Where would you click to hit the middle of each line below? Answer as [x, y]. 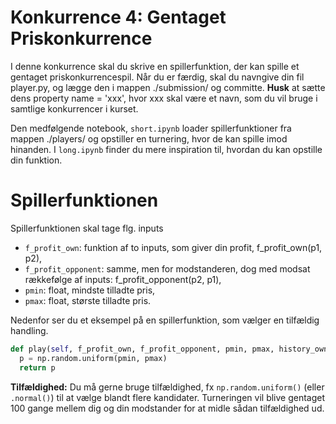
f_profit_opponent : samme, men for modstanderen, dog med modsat [167, 268]
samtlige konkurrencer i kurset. [74, 108]
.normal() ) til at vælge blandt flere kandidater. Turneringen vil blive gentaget [168, 397]
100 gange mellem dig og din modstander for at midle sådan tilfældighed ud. [167, 408]
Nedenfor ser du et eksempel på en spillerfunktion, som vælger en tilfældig [165, 320]
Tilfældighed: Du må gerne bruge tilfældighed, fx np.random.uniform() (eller [167, 387]
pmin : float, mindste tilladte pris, [90, 290]
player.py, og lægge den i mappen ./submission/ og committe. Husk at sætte [168, 87]
